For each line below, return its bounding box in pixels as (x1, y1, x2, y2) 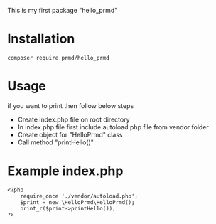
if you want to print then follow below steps (7, 101, 134, 110)
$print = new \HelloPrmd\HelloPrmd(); (20, 198, 135, 206)
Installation (7, 31, 75, 47)
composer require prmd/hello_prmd (7, 54, 110, 61)
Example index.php (7, 163, 124, 179)
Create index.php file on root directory (17, 115, 130, 124)
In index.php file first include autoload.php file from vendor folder (17, 122, 210, 131)
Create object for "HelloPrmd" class (17, 130, 123, 139)
